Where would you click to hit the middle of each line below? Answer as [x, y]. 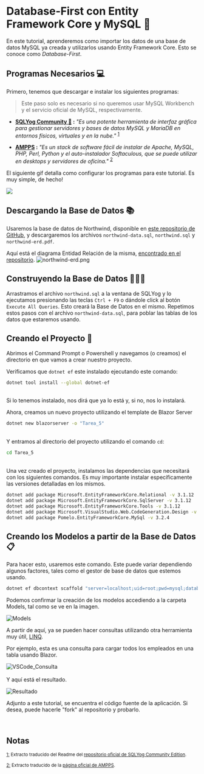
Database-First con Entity [73, 11]
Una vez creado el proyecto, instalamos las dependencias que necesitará [98, 471]
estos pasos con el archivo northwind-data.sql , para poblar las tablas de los [102, 313]
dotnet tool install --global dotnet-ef [58, 382]
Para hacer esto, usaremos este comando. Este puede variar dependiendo [99, 565]
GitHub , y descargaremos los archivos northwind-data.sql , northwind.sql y [101, 235]
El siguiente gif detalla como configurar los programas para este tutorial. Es [100, 173]
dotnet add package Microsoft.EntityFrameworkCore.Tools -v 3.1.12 [93, 506]
